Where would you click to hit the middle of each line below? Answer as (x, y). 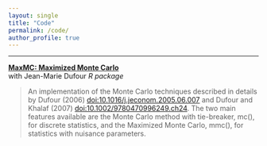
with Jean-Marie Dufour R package (66, 76)
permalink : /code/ (39, 30)
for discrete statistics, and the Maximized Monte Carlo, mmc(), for (135, 125)
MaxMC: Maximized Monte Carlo (64, 67)
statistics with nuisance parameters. (87, 134)
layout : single (33, 15)
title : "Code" (32, 23)
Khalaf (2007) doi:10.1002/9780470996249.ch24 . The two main (132, 109)
